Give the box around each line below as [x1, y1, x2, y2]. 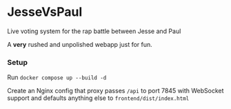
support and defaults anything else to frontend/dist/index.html [7, 94, 190, 102]
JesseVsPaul [7, 4, 83, 20]
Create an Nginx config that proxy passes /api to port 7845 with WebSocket [7, 87, 224, 95]
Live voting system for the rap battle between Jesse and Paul [7, 27, 181, 35]
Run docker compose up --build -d [7, 73, 107, 81]
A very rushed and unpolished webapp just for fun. [7, 40, 153, 48]
